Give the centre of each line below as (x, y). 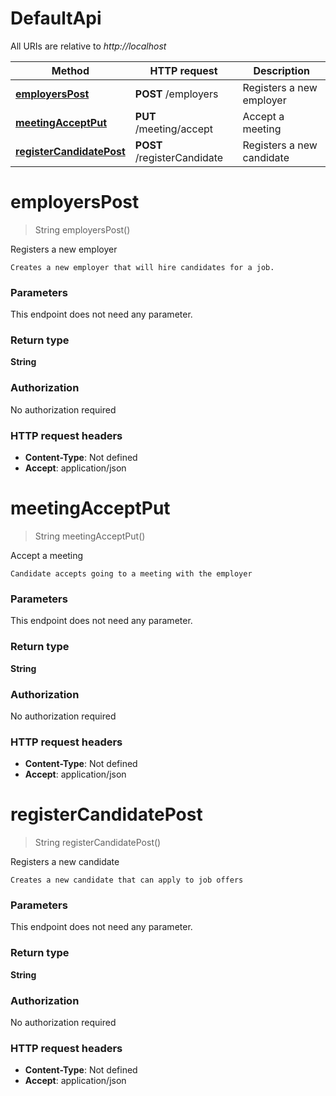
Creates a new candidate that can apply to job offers (127, 880)
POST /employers (176, 94)
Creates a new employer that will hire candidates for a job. (142, 267)
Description (281, 70)
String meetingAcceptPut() (90, 536)
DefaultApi (56, 18)
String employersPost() (82, 229)
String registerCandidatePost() (98, 843)
